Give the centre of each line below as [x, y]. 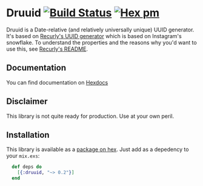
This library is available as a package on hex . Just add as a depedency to [98, 149]
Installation [28, 135]
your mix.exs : [23, 156]
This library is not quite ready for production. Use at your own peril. [90, 116]
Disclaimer [27, 102]
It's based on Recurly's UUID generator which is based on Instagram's [94, 36]
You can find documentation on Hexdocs [57, 82]
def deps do [27, 167]
